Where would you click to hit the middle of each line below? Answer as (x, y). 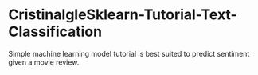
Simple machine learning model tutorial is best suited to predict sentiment (129, 53)
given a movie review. (44, 62)
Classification (55, 32)
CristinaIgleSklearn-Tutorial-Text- (123, 15)
